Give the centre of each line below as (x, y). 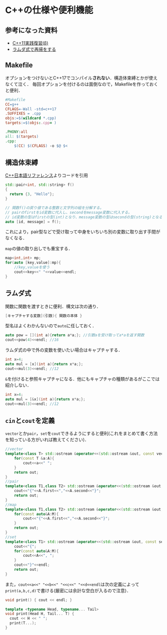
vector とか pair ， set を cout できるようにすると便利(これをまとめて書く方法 (82, 433)
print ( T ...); (23, 623)
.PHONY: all (16, 132)
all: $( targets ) (22, 136)
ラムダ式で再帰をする (34, 49)
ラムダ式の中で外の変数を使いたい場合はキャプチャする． (64, 350)
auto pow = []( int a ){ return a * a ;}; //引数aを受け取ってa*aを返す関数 (75, 335)
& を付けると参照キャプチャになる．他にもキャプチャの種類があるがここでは (83, 379)
